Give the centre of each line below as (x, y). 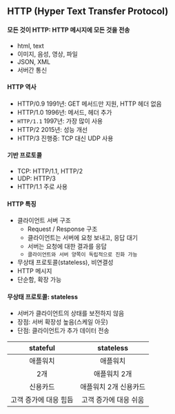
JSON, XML (34, 62)
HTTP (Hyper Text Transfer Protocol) (88, 11)
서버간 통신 (32, 70)
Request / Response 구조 (62, 229)
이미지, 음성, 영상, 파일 (47, 54)
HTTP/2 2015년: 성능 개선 (52, 129)
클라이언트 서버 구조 (44, 220)
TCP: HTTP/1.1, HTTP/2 (50, 171)
